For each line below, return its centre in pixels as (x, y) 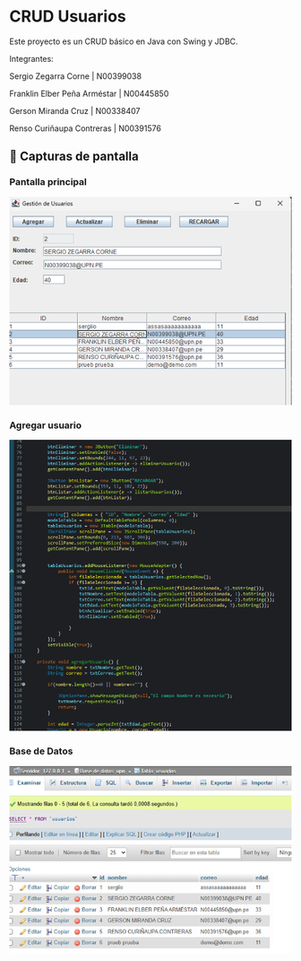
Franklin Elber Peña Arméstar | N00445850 (89, 93)
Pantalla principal (48, 182)
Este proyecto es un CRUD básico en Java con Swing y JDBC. (124, 41)
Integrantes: (31, 58)
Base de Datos (41, 751)
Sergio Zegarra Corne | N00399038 (75, 76)
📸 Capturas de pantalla (74, 157)
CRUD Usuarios (68, 17)
